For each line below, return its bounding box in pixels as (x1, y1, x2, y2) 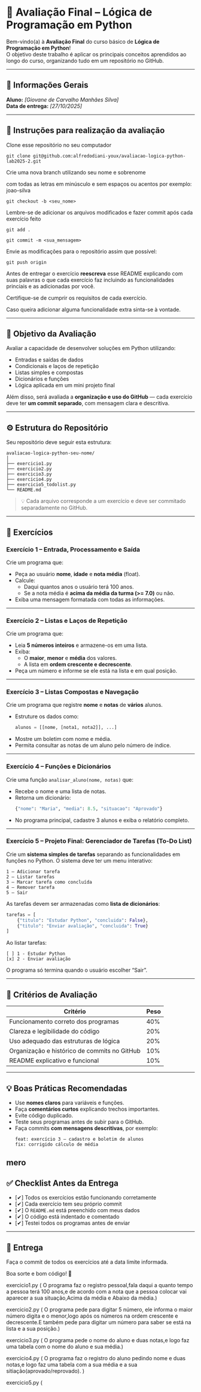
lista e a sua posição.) (6, 1325, 60, 1332)
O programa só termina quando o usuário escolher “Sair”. (6, 966, 148, 974)
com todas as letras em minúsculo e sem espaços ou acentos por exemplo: (6, 180, 192, 188)
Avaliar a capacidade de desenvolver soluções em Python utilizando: (6, 345, 176, 352)
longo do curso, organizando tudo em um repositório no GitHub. (6, 57, 165, 64)
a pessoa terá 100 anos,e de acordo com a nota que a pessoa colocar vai (6, 1288, 187, 1295)
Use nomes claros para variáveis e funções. (14, 1099, 124, 1106)
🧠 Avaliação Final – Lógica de (6, 5, 153, 19)
